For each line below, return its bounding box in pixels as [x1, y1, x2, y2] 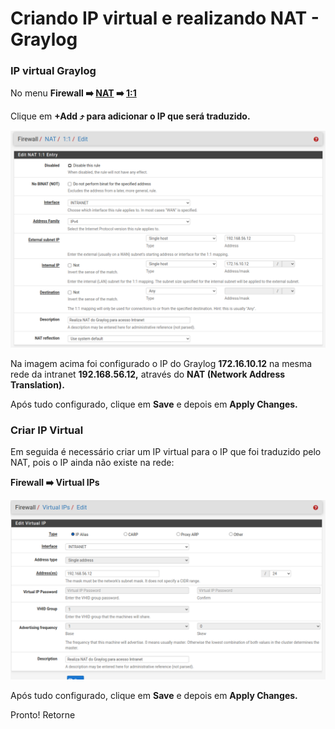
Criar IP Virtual [10, 423, 84, 437]
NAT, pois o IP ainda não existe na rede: [10, 457, 175, 469]
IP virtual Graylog [10, 64, 97, 78]
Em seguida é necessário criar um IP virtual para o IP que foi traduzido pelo [10, 446, 322, 458]
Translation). [10, 378, 65, 391]
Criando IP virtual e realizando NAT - [10, 7, 320, 30]
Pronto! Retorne [10, 708, 76, 721]
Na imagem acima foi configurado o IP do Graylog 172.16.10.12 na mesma [10, 357, 313, 369]
